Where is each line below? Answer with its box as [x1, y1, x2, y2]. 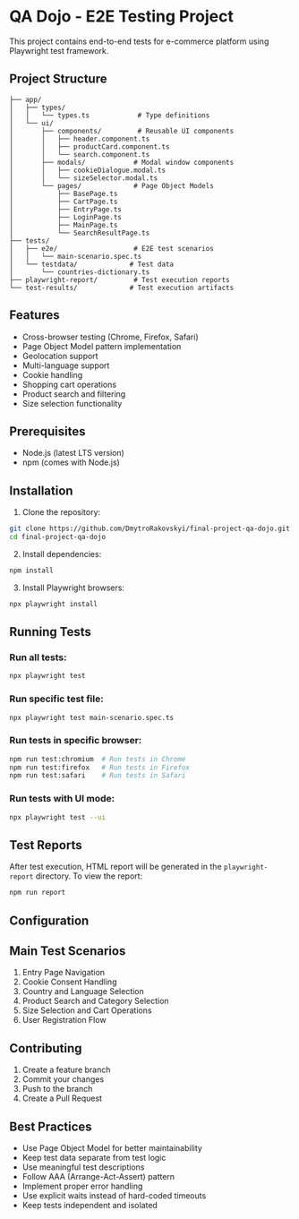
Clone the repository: [21, 507, 101, 518]
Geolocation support [21, 350, 98, 361]
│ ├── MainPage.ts [9, 220, 118, 229]
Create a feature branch [21, 1064, 111, 1076]
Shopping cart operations [21, 379, 117, 390]
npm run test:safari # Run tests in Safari [9, 771, 186, 780]
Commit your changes [21, 1074, 105, 1085]
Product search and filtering [21, 388, 126, 399]
